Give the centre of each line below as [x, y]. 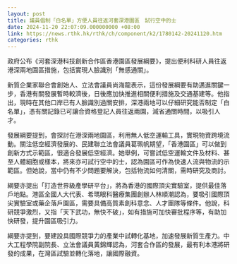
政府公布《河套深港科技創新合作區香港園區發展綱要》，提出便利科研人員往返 [117, 61]
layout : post [26, 14]
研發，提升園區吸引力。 [47, 221]
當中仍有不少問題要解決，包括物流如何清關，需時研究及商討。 [140, 171]
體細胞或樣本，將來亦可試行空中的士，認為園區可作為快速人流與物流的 [121, 162]
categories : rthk [33, 40]
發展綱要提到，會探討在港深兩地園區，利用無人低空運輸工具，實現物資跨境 [115, 136]
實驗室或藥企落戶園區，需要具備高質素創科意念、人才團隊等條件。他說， [118, 203]
